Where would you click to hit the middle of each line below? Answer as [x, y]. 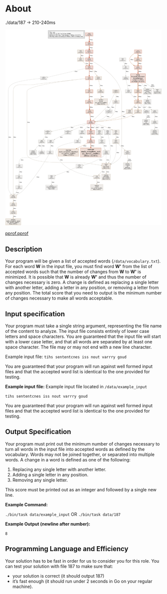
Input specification [35, 314]
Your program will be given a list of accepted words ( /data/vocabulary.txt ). [83, 261]
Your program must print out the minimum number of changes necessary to [83, 444]
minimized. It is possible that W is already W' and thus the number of [76, 277]
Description [24, 249]
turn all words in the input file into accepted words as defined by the [75, 449]
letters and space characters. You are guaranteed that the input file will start [83, 336]
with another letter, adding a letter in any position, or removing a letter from [82, 288]
